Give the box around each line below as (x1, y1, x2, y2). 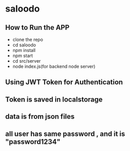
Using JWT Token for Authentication (5, 78, 123, 86)
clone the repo (12, 36, 44, 42)
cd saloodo (12, 42, 36, 48)
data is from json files (5, 112, 75, 121)
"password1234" (5, 137, 61, 146)
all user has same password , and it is (5, 129, 125, 138)
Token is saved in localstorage (5, 95, 103, 104)
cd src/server (12, 58, 41, 64)
